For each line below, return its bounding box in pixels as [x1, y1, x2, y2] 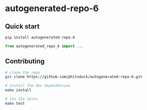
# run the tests [5, 96, 38, 102]
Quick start [5, 22, 40, 31]
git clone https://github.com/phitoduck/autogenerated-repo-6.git [5, 75, 143, 79]
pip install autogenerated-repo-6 [5, 35, 75, 40]
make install [5, 88, 32, 93]
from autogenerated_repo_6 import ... [5, 44, 84, 48]
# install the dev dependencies [5, 83, 71, 88]
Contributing [5, 57, 45, 65]
